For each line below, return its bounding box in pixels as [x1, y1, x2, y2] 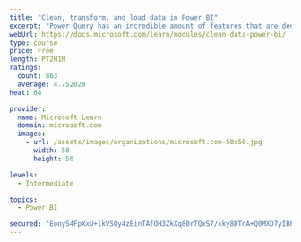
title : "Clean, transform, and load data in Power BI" [9, 13, 219, 22]
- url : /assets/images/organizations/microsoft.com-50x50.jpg [25, 138, 262, 147]
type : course [9, 38, 58, 48]
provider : [9, 104, 47, 113]
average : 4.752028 [17, 80, 87, 89]
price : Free [9, 47, 54, 56]
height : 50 [32, 154, 74, 163]
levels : [9, 170, 39, 179]
